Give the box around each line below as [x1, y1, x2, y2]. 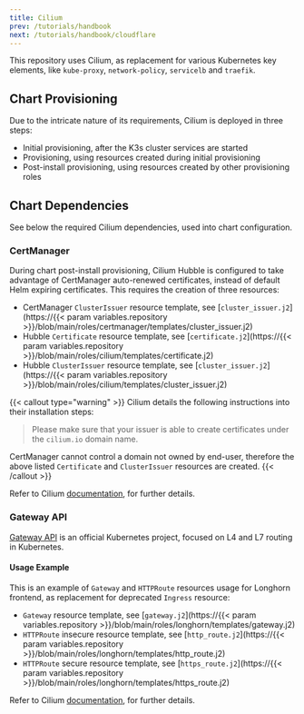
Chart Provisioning [9, 91, 118, 106]
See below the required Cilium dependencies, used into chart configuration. [9, 222, 293, 233]
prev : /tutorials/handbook [9, 22, 112, 31]
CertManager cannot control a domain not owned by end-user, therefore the [9, 451, 295, 462]
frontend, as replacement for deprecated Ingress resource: [9, 591, 230, 602]
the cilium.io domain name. [31, 433, 139, 445]
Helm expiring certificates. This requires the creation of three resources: [9, 284, 279, 295]
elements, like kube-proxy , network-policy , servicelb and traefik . [9, 64, 256, 75]
